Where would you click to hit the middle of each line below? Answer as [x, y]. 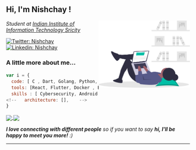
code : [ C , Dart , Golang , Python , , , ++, [85, 81]
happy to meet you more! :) [39, 135]
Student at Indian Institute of [40, 23]
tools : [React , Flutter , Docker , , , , [90, 88]
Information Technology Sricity [43, 30]
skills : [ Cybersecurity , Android [55, 94]
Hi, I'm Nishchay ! [39, 10]
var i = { [18, 75]
